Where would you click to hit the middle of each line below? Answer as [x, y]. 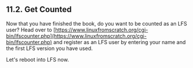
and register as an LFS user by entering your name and [120, 42]
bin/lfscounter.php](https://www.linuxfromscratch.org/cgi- [77, 36]
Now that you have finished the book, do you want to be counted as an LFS [96, 23]
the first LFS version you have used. [49, 48]
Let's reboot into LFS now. [37, 59]
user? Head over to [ [31, 30]
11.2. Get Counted [39, 10]
